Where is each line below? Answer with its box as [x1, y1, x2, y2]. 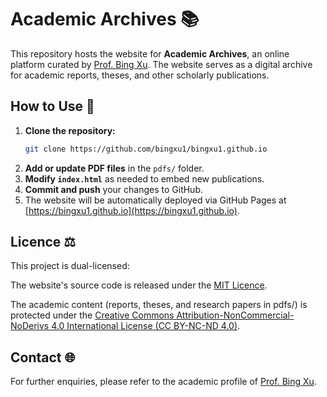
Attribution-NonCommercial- [176, 309, 295, 321]
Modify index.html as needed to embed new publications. [24, 172, 265, 185]
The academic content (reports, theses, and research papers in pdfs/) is [10, 299, 308, 311]
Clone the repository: [24, 124, 116, 136]
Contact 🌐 [10, 349, 76, 366]
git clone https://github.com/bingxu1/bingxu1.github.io [24, 144, 268, 154]
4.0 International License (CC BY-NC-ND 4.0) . [51, 320, 241, 332]
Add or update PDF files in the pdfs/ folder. [24, 162, 205, 174]
